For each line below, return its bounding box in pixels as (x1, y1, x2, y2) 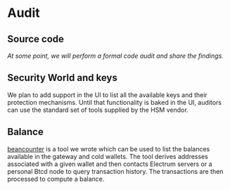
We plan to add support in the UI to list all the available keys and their (7, 90, 207, 99)
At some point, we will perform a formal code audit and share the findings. (7, 51, 224, 60)
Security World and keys (7, 72, 117, 84)
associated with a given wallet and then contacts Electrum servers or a (7, 160, 212, 168)
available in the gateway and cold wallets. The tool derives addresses (7, 152, 209, 160)
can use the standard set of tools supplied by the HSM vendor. (7, 106, 189, 114)
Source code (7, 33, 65, 45)
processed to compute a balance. (7, 175, 105, 183)
